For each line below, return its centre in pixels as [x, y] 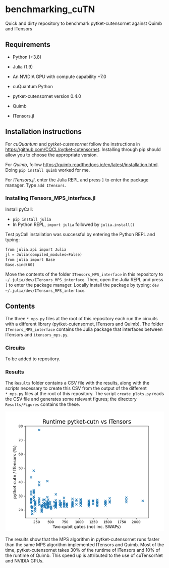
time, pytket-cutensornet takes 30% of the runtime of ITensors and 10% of [83, 550]
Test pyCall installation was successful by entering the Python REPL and [80, 234]
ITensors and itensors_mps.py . [37, 334]
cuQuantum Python [33, 86]
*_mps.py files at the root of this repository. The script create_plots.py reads [85, 394]
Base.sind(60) [20, 264]
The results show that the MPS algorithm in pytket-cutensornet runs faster [82, 539]
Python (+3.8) [27, 57]
